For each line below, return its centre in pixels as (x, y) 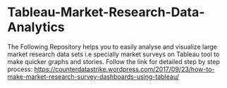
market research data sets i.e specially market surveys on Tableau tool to (114, 54)
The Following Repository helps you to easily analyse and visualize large (112, 46)
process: (20, 69)
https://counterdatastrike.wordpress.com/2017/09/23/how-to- (124, 69)
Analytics (36, 27)
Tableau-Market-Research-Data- (106, 12)
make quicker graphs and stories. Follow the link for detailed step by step (114, 61)
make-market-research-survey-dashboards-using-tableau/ (93, 76)
